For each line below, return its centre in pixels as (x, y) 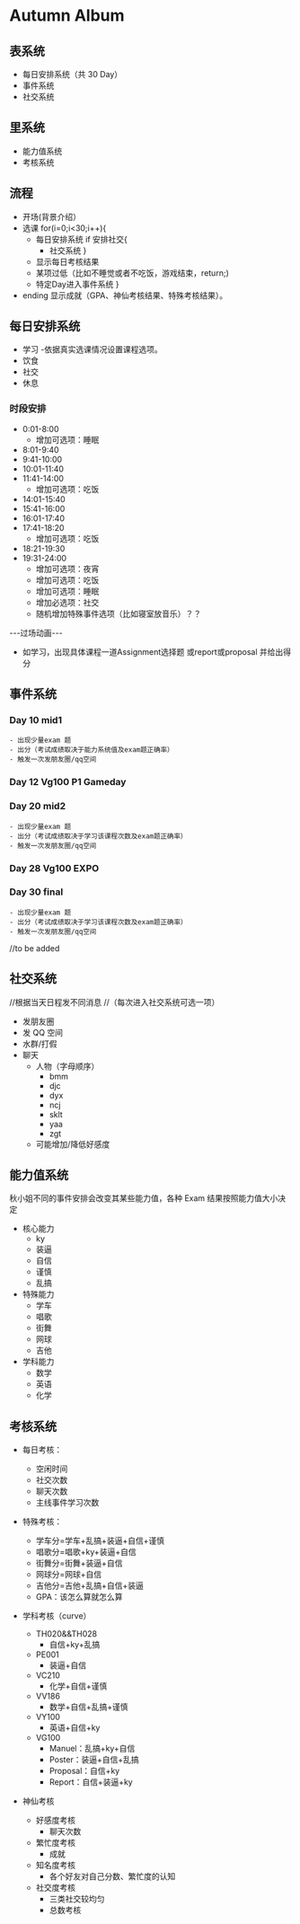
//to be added (35, 948)
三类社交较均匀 (77, 1899)
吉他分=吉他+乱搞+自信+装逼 (89, 1585)
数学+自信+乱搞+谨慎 (88, 1707)
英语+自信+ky (75, 1728)
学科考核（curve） (57, 1616)
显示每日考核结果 (67, 261)
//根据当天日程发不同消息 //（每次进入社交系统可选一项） (115, 1002)
